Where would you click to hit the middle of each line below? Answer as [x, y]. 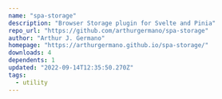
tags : [17, 75]
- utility [32, 82]
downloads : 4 [30, 53]
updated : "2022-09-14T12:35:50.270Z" [71, 68]
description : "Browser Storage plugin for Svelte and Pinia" [112, 23]
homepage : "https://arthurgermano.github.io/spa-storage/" [109, 46]
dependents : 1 [32, 61]
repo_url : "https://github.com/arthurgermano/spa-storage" [109, 30]
